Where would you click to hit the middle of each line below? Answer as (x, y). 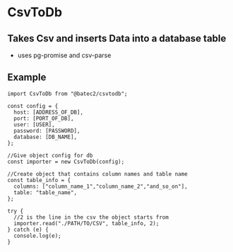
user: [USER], (34, 124)
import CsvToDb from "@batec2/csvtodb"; (68, 94)
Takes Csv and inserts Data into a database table (117, 38)
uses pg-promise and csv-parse (64, 55)
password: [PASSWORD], (47, 131)
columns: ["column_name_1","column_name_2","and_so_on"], (101, 186)
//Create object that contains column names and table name (98, 174)
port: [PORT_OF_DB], (44, 118)
